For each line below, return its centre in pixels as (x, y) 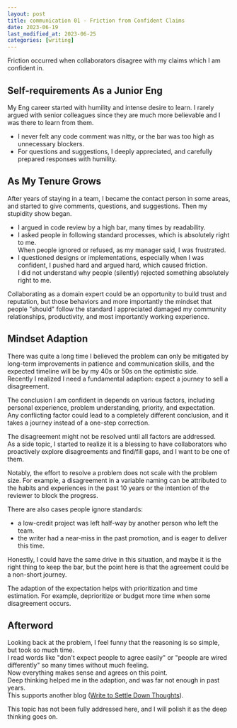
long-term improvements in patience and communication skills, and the (111, 364)
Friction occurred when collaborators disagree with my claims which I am (114, 60)
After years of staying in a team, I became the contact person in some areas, (119, 198)
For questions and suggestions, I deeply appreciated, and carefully (115, 151)
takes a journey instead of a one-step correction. (79, 423)
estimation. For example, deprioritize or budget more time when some (109, 596)
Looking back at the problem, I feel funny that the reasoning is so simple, (114, 643)
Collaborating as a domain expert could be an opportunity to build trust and (117, 294)
